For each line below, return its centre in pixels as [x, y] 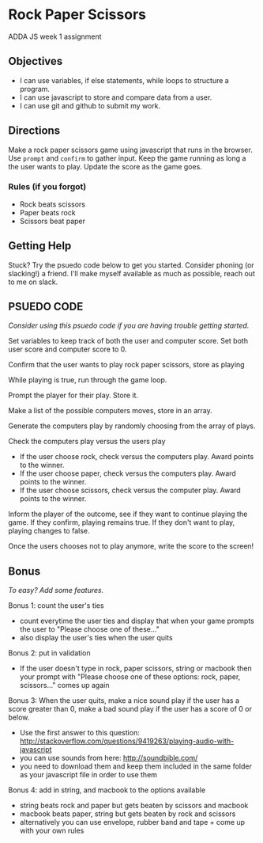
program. [34, 89]
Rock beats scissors [52, 204]
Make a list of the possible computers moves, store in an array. [110, 411]
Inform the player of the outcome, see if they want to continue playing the [128, 514]
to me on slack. [33, 282]
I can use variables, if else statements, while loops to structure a [124, 80]
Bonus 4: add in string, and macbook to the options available [107, 790]
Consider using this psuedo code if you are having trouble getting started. [129, 325]
